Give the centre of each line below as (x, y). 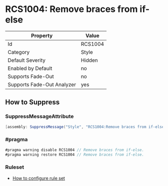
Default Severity (27, 60)
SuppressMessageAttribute (39, 117)
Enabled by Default (30, 68)
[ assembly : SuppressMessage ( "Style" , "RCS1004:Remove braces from (76, 127)
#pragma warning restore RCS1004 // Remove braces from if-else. (74, 155)
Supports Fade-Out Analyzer (42, 84)
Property (42, 35)
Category (19, 52)
